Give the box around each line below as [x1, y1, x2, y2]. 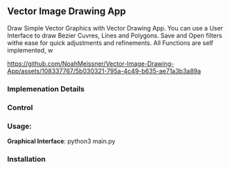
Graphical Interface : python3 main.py [7, 136, 116, 145]
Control [7, 103, 33, 112]
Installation [7, 154, 46, 163]
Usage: [7, 121, 33, 131]
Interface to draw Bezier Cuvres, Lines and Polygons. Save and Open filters [7, 31, 223, 39]
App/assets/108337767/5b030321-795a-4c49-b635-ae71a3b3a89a [7, 66, 202, 75]
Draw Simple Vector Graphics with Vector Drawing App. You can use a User [7, 24, 224, 32]
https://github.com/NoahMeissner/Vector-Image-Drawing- [7, 59, 175, 68]
